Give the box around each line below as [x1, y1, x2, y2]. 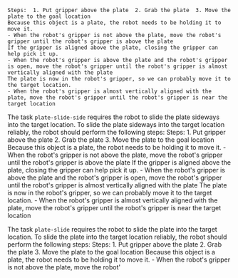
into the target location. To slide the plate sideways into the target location [7, 120, 225, 128]
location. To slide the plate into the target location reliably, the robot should [7, 232, 227, 241]
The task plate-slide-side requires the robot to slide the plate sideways [7, 113, 219, 121]
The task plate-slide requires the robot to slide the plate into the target [7, 225, 217, 233]
